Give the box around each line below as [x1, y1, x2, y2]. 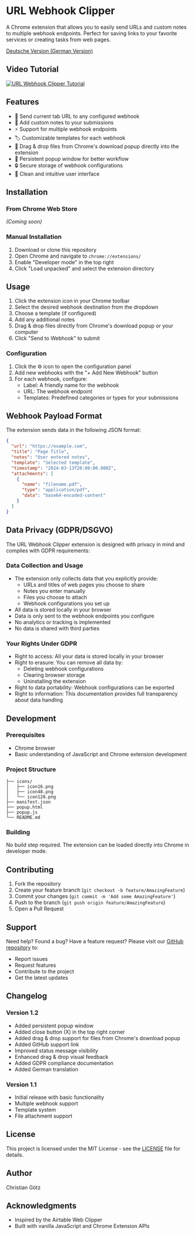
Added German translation [14, 1065, 78, 1072]
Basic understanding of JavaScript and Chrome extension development [14, 750, 187, 758]
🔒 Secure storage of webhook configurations [14, 161, 123, 168]
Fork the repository [14, 880, 61, 888]
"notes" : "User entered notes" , [11, 454, 91, 460]
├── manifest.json [6, 799, 51, 805]
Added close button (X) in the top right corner [14, 1028, 125, 1035]
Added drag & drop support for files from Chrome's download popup [14, 1034, 180, 1041]
